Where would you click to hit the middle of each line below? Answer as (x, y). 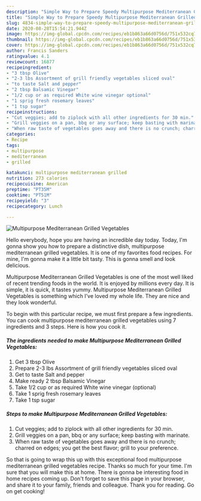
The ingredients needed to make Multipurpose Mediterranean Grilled (94, 340)
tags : (13, 145)
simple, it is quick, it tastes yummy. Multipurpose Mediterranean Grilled (94, 290)
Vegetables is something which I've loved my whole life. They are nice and (98, 296)
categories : (21, 134)
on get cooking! (25, 491)
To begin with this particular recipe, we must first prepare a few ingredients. (100, 314)
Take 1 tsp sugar (35, 400)
